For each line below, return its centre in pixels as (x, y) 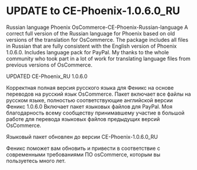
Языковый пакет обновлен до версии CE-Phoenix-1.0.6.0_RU (82, 136)
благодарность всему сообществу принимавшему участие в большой (96, 113)
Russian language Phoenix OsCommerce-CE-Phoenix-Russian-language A (97, 27)
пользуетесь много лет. (36, 161)
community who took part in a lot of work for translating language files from (98, 58)
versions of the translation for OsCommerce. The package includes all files (97, 40)
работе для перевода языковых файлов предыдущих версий (83, 119)
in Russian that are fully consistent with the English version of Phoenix (91, 46)
